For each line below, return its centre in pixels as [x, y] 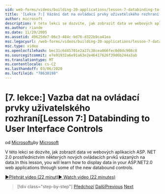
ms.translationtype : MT [29, 60]
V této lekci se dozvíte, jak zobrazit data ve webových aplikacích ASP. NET [81, 152]
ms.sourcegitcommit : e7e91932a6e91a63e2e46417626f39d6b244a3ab [71, 55]
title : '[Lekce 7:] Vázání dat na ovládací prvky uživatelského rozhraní [82, 14]
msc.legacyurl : [21, 42]
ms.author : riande [24, 28]
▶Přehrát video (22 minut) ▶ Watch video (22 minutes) [60, 177]
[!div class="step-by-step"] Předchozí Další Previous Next [75, 186]
